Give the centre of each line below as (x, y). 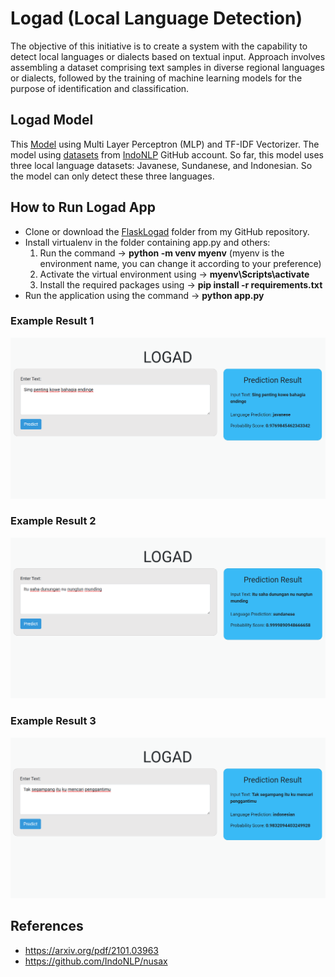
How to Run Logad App (83, 207)
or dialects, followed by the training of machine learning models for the (156, 78)
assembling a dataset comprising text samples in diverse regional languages (167, 67)
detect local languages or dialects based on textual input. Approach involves (168, 56)
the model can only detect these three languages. (112, 176)
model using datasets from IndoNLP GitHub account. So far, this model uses (167, 154)
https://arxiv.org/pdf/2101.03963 (91, 950)
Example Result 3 (53, 721)
